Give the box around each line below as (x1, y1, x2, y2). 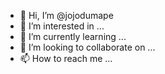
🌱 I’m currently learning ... (19, 31, 127, 42)
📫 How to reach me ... (19, 53, 113, 64)
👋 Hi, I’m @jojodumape (19, 10, 114, 21)
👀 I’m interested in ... (19, 20, 105, 32)
